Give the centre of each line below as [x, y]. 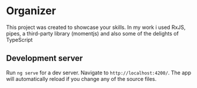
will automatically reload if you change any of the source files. [81, 79]
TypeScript [19, 40]
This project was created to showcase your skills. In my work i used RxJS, [96, 27]
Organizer [31, 11]
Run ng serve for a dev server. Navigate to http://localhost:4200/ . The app [99, 73]
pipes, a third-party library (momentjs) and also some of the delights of [92, 33]
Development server [45, 58]
